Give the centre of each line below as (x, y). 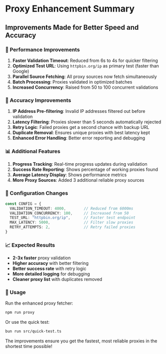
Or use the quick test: (28, 322)
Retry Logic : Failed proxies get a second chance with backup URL (81, 127)
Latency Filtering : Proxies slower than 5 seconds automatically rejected (87, 122)
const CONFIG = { (23, 204)
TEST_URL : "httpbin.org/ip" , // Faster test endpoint (73, 218)
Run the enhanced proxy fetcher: (39, 303)
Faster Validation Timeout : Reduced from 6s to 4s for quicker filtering (85, 60)
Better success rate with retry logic (49, 269)
